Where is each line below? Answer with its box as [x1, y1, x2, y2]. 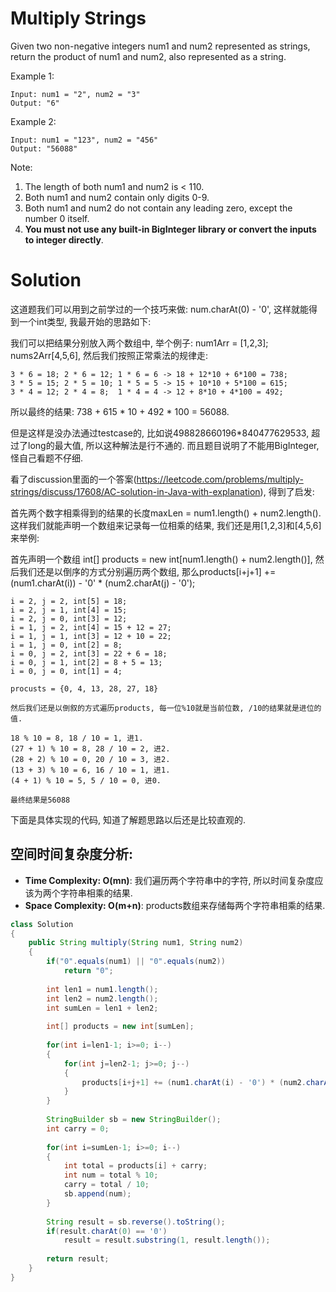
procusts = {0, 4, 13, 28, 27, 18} [10, 683, 159, 694]
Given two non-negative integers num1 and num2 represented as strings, [10, 40, 311, 52]
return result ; [46, 1254, 110, 1264]
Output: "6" [10, 98, 60, 108]
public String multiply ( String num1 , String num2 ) [28, 938, 244, 948]
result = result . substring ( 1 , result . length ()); [63, 1235, 271, 1246]
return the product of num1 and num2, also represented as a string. [10, 50, 287, 62]
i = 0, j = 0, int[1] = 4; [10, 666, 123, 676]
